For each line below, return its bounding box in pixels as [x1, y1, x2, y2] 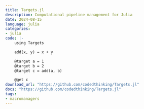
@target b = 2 [14, 63, 44, 68]
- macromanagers [5, 96, 40, 101]
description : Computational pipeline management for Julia [5, 12, 133, 17]
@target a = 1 [14, 59, 44, 64]
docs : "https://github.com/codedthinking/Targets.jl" [5, 87, 122, 92]
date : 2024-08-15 [5, 17, 42, 22]
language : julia [5, 21, 40, 27]
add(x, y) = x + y [14, 49, 53, 55]
